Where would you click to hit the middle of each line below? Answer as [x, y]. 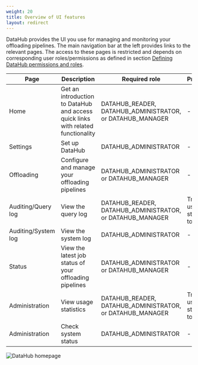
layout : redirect [27, 22]
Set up [70, 143]
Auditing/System [32, 231]
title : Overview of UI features [46, 17]
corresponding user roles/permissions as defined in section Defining [89, 58]
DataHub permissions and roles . [45, 64]
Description [78, 79]
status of [73, 263]
